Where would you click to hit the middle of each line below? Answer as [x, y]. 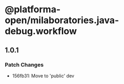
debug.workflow [41, 31]
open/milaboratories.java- [62, 20]
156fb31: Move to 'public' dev [43, 76]
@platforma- [33, 9]
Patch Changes [24, 65]
